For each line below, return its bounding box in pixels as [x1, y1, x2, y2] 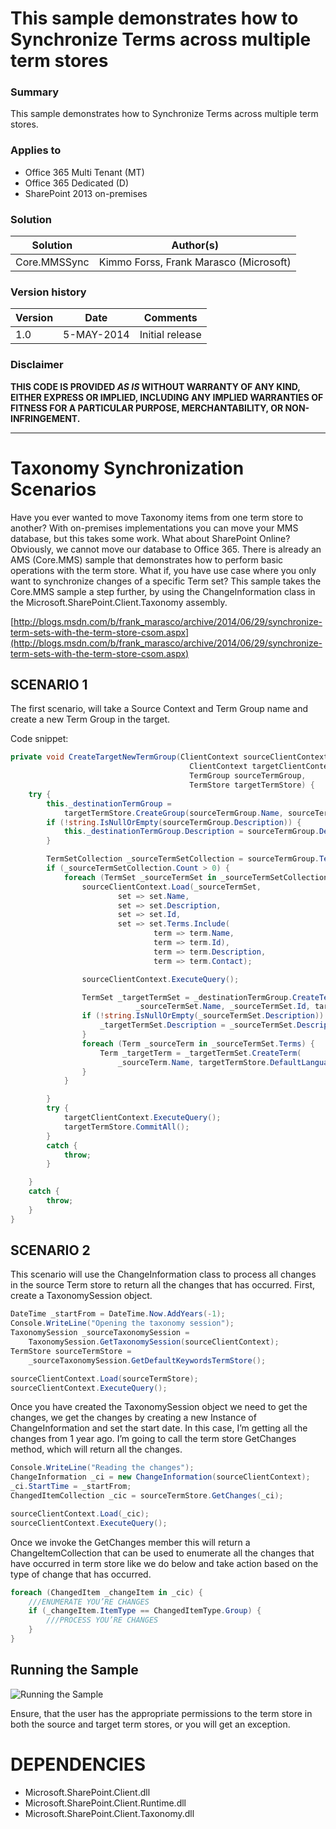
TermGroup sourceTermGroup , [189, 771, 307, 781]
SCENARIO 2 [10, 1242, 91, 1259]
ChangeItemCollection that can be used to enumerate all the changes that [10, 1547, 315, 1559]
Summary [10, 85, 60, 99]
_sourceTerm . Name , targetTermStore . [117, 1057, 271, 1067]
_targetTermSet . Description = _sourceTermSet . [99, 1020, 298, 1031]
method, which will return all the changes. [10, 1443, 183, 1456]
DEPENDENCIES [10, 1753, 147, 1776]
